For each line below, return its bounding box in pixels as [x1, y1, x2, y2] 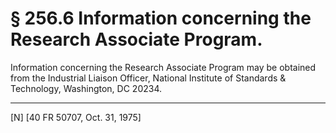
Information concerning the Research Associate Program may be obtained [10, 61, 317, 73]
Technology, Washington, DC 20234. [10, 82, 163, 94]
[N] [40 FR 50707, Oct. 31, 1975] [10, 111, 142, 123]
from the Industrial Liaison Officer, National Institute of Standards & [10, 72, 287, 84]
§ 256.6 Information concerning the [10, 7, 312, 30]
